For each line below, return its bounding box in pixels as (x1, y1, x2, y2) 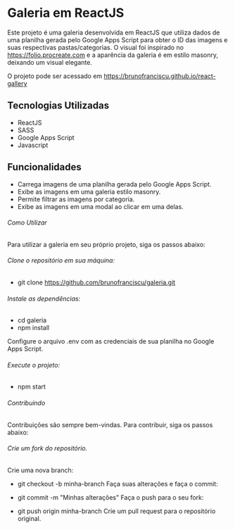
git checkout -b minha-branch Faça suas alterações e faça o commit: (17, 479, 218, 488)
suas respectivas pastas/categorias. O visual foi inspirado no (7, 43, 184, 51)
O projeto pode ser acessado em (7, 72, 103, 80)
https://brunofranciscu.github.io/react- (103, 72, 216, 80)
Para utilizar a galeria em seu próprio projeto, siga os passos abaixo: (7, 240, 205, 248)
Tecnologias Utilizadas (7, 100, 110, 112)
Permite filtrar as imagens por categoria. (17, 195, 135, 203)
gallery (7, 79, 27, 87)
